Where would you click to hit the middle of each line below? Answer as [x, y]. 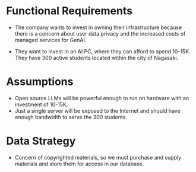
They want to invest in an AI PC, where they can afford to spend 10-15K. [103, 51]
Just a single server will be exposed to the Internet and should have [98, 110]
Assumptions [40, 82]
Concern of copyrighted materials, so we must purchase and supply [98, 157]
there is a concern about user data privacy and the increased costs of [100, 33]
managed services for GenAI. [50, 40]
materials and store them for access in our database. [79, 164]
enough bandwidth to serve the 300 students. [71, 117]
